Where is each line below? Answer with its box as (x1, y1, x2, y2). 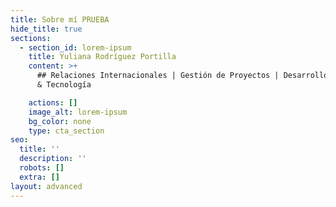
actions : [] (28, 97, 78, 108)
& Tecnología (36, 80, 92, 90)
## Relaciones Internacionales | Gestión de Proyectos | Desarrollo (36, 71, 329, 81)
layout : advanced (10, 181, 83, 191)
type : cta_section (28, 126, 105, 136)
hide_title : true (10, 24, 83, 34)
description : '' (19, 154, 87, 164)
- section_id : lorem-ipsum (19, 42, 132, 53)
